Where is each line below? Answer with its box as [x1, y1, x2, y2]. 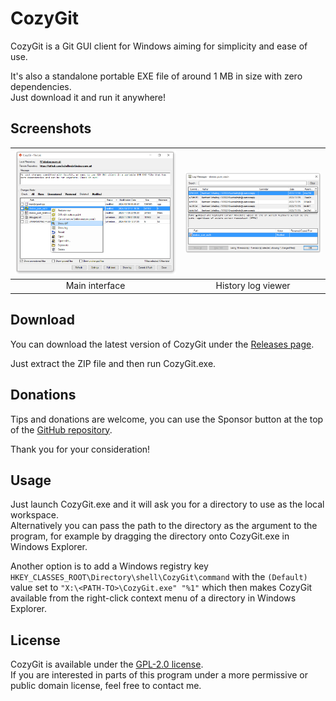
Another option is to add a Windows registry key [10, 560, 209, 572]
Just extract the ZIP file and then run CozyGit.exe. [10, 357, 217, 369]
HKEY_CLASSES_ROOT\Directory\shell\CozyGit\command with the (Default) [10, 571, 308, 583]
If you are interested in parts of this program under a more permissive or [10, 669, 308, 681]
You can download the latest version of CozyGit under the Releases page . [10, 338, 315, 350]
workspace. [10, 509, 59, 521]
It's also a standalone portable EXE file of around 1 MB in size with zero [10, 70, 303, 82]
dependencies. [10, 80, 72, 92]
